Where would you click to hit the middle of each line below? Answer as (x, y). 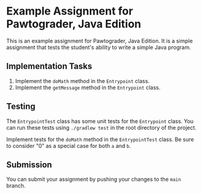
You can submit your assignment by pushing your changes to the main (94, 179)
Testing (21, 106)
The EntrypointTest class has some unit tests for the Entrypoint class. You (100, 121)
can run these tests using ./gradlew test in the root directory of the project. (102, 127)
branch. (16, 186)
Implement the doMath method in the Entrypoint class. (82, 81)
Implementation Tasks (49, 66)
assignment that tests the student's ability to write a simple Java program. (99, 47)
